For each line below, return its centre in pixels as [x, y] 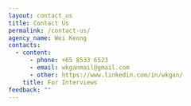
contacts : [25, 45]
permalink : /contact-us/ [49, 30]
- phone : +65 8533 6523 [69, 61]
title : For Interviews [60, 82]
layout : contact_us [41, 16]
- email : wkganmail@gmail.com [79, 68]
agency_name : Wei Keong [48, 38]
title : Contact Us [39, 23]
